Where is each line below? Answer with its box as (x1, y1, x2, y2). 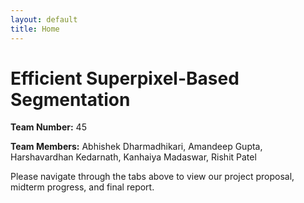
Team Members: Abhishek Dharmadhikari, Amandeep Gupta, (10, 141, 263, 153)
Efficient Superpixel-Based (10, 67, 240, 90)
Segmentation (10, 88, 131, 111)
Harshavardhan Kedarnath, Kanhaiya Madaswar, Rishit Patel (10, 151, 257, 163)
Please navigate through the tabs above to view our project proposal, (10, 171, 295, 183)
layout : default (10, 14, 78, 25)
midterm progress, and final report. (10, 181, 155, 193)
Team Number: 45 (10, 121, 87, 133)
